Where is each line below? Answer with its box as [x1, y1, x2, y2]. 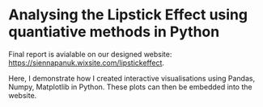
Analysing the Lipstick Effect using [8, 6, 248, 24]
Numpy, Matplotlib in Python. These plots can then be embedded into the [8, 82, 252, 92]
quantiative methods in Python [8, 23, 220, 41]
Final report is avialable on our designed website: [8, 49, 172, 59]
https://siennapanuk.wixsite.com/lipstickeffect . [8, 58, 164, 68]
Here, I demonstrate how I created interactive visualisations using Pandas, [8, 73, 256, 83]
